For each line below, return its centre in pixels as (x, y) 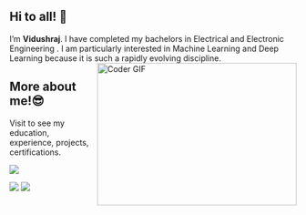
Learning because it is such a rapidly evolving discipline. (115, 58)
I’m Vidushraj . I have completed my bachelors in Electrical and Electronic (147, 38)
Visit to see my (37, 123)
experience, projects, (49, 142)
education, (30, 132)
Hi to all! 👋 (39, 17)
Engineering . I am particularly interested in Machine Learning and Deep (144, 48)
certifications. (36, 152)
